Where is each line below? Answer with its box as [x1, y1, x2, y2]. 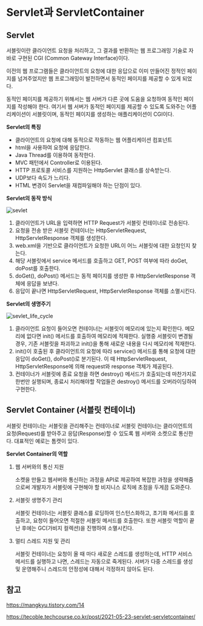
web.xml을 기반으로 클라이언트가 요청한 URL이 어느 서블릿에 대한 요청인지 [15, 242, 191, 249]
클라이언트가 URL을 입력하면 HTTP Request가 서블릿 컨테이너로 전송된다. [15, 219, 190, 226]
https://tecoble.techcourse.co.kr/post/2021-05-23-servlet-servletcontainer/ [6, 613, 196, 620]
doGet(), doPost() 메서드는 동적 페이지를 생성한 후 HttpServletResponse [15, 272, 190, 279]
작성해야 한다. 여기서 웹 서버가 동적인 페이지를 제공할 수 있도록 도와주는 [17, 103, 186, 110]
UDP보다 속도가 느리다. [15, 174, 71, 181]
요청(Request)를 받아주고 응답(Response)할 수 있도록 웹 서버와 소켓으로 [6, 430, 178, 437]
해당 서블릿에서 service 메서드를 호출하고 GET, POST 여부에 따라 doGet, [15, 257, 188, 264]
